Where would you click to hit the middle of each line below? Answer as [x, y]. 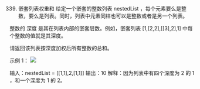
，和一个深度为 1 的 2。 [38, 80]
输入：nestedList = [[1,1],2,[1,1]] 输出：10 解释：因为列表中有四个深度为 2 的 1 [102, 73]
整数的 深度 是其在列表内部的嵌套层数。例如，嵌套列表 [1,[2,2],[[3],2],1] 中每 [101, 28]
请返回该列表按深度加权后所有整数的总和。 [61, 48]
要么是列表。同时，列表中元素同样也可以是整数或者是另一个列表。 [108, 16]
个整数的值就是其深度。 [38, 36]
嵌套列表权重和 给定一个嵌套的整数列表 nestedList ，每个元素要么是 [99, 8]
